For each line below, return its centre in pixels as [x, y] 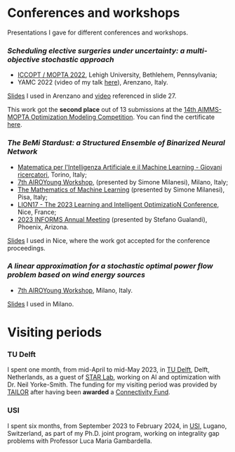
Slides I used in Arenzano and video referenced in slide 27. [92, 96]
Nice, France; [37, 212]
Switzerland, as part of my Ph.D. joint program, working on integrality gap [113, 433]
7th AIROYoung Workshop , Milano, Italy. [75, 290]
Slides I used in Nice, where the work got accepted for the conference [109, 240]
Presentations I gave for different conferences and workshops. [98, 32]
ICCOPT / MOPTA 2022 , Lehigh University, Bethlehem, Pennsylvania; [117, 75]
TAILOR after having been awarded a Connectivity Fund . [89, 392]
